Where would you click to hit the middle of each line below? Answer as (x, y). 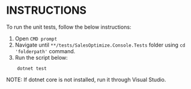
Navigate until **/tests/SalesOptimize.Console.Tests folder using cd (100, 45)
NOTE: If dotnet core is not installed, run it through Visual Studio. (86, 79)
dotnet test (32, 68)
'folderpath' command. (45, 51)
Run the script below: (41, 57)
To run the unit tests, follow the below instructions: (69, 27)
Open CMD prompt (36, 38)
